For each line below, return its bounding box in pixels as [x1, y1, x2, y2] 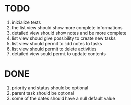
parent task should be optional [11, 90, 74, 96]
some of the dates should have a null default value [11, 95, 115, 101]
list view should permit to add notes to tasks [11, 40, 102, 46]
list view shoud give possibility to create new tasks [11, 35, 116, 41]
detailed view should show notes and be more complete [11, 30, 127, 36]
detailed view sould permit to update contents [11, 51, 106, 57]
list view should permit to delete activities [11, 46, 97, 52]
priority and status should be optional [11, 85, 89, 91]
